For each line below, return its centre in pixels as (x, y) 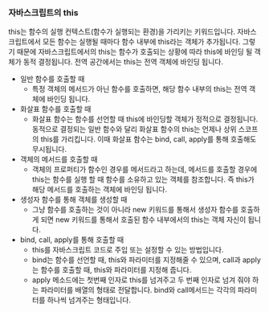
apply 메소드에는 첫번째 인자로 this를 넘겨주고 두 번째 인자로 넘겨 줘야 (141, 280)
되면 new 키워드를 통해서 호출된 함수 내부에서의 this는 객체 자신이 (143, 220)
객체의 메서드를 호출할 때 (59, 159)
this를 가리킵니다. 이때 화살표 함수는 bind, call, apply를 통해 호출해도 (149, 139)
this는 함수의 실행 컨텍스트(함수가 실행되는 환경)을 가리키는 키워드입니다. (122, 32)
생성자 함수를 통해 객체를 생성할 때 (73, 199)
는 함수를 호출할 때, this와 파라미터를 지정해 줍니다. (112, 270)
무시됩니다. (49, 150)
